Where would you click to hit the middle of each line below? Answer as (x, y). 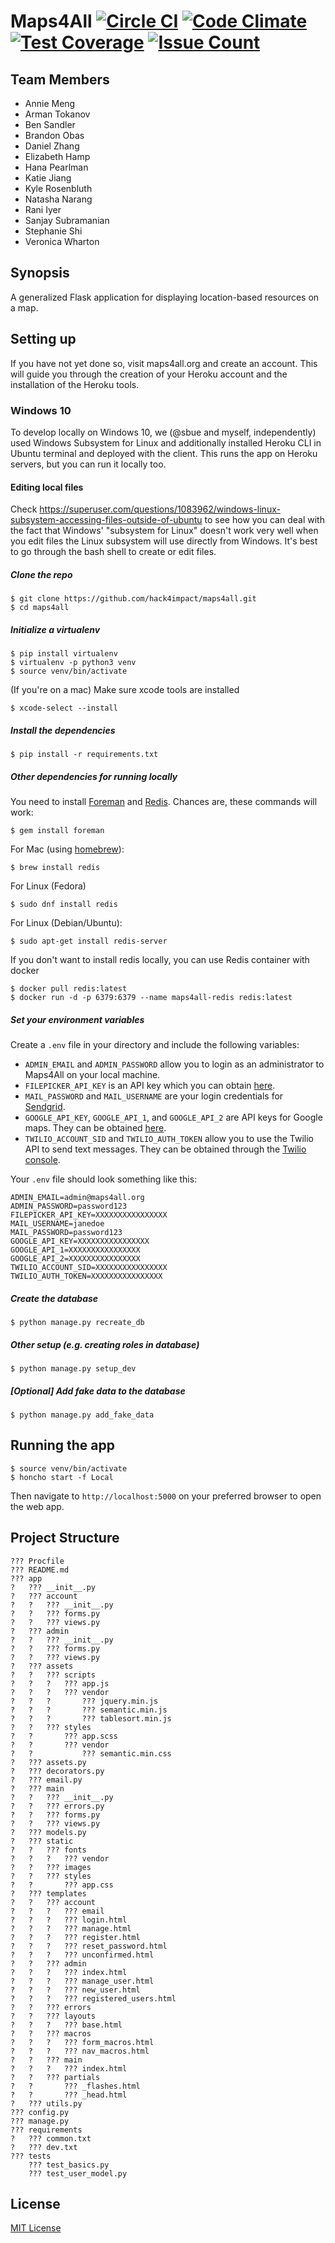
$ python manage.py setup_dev (73, 1368)
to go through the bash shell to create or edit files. (113, 552)
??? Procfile (37, 1561)
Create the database (54, 1298)
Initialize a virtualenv (55, 629)
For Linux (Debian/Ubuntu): (66, 923)
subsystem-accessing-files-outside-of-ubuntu (106, 520)
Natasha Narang (58, 199)
